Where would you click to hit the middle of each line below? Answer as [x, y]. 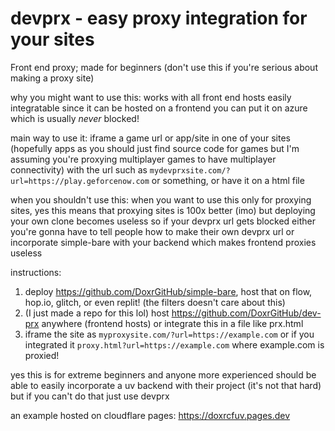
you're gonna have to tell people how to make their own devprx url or [152, 231]
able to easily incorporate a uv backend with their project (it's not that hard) [166, 385]
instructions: [36, 272]
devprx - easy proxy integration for [159, 18]
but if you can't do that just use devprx [90, 396]
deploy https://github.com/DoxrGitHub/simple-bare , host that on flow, [168, 291]
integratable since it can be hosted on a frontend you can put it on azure [159, 108]
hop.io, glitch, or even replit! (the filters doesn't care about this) [155, 302]
